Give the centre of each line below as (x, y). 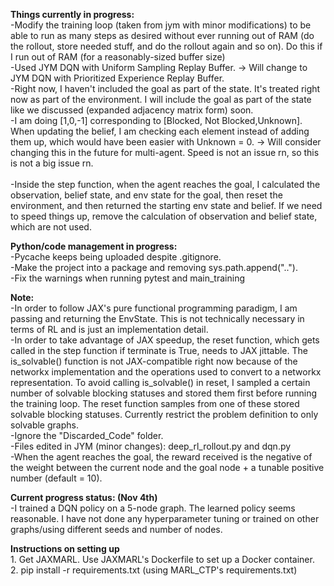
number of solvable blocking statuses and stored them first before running (164, 393)
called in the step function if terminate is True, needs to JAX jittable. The (159, 350)
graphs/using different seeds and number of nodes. (116, 529)
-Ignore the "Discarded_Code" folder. (87, 435)
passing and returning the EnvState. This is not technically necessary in (157, 318)
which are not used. (51, 227)
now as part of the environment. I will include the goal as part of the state (161, 99)
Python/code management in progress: (94, 246)
